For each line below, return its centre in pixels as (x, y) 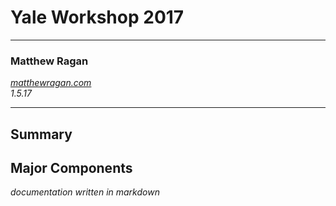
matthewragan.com (51, 83)
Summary (41, 134)
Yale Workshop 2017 (97, 17)
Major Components (71, 168)
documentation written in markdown (85, 192)
